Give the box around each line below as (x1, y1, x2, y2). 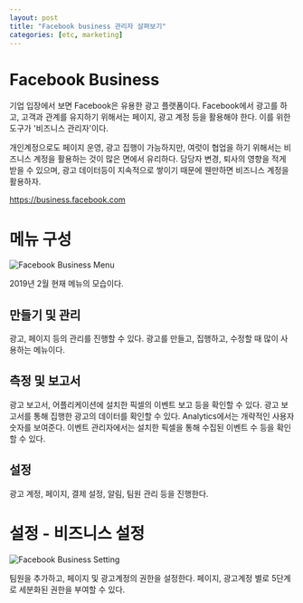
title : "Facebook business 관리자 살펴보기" (9, 22, 167, 31)
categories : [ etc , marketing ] (9, 30, 124, 39)
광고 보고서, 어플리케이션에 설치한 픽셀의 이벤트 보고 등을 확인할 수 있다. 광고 (9, 399, 279, 410)
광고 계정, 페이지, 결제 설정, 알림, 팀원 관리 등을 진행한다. (9, 488, 209, 499)
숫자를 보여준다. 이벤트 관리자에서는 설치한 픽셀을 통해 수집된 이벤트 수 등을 (9, 422, 275, 433)
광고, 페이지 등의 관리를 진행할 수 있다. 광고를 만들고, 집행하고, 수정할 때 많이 (9, 333, 279, 345)
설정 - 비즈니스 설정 (9, 523, 146, 544)
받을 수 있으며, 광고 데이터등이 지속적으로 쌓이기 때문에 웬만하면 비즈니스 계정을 (9, 165, 289, 176)
